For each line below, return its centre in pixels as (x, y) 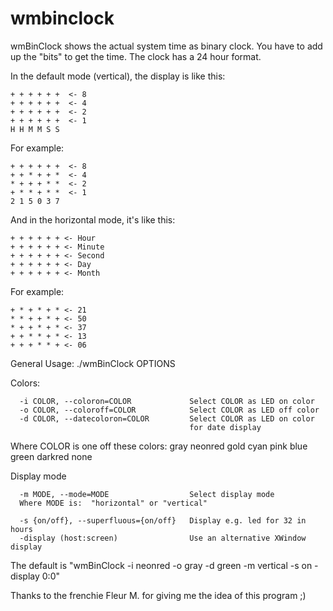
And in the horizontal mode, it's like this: (93, 219)
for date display (225, 427)
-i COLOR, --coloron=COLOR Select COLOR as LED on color (167, 401)
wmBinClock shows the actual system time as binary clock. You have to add (166, 46)
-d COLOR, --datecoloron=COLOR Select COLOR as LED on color (167, 418)
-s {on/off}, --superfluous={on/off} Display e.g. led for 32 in (163, 520)
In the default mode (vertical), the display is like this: (118, 76)
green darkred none (51, 456)
